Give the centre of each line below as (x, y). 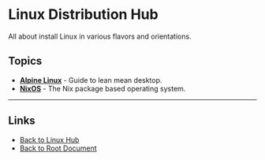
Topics (25, 61)
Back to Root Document (58, 148)
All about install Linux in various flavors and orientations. (100, 36)
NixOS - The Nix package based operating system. (103, 88)
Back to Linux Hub (49, 140)
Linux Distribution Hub (84, 15)
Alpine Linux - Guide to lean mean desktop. (91, 80)
